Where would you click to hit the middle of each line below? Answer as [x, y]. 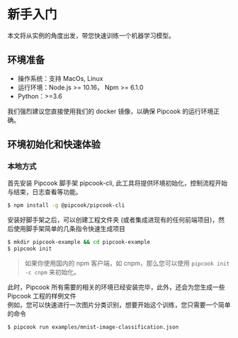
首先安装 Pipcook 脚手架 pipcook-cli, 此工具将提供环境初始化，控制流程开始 [118, 183]
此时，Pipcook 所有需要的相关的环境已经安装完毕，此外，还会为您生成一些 [116, 287]
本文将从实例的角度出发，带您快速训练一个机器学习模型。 [91, 35]
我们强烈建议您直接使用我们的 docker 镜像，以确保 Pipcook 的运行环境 [110, 111]
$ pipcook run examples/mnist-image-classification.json [93, 327]
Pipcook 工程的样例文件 [42, 296]
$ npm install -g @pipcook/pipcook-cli [66, 205]
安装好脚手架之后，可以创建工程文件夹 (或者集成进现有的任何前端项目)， [113, 220]
